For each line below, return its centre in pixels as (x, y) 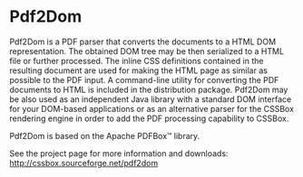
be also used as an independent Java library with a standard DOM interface (151, 99)
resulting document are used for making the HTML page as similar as (138, 70)
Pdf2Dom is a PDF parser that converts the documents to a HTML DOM (143, 42)
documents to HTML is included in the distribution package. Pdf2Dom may (149, 89)
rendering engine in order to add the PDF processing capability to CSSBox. (149, 118)
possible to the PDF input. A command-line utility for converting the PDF (144, 79)
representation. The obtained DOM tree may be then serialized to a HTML (147, 51)
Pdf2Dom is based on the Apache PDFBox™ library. (105, 135)
